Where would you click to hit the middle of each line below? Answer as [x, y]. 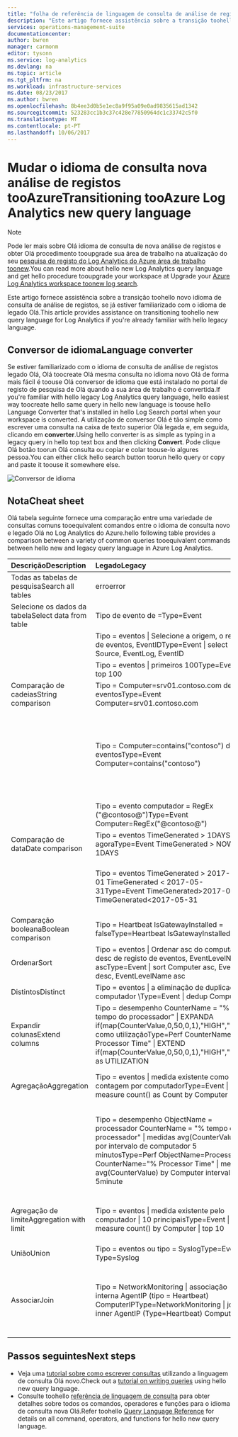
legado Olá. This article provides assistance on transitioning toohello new [113, 312]
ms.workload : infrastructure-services [64, 86]
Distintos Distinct [38, 991]
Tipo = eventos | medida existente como [162, 1076]
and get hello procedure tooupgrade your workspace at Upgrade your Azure [119, 276]
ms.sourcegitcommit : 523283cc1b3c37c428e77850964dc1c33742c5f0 [103, 113]
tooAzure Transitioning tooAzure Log [117, 197]
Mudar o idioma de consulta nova [107, 168]
